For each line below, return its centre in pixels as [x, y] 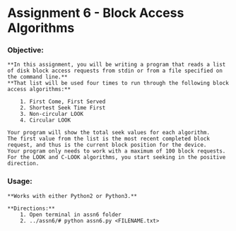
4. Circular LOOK [46, 120]
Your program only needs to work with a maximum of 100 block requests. [117, 151]
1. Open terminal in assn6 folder [71, 214]
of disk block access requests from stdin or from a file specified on [115, 71]
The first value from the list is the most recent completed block [109, 139]
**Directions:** [31, 208]
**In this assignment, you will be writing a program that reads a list [117, 65]
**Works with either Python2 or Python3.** [72, 196]
